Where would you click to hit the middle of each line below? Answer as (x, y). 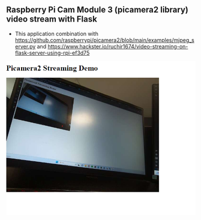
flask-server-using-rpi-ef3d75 (52, 53)
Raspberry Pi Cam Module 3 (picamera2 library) (97, 10)
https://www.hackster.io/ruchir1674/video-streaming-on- (118, 46)
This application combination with (57, 34)
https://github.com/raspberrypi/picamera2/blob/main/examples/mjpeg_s (105, 40)
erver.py (25, 46)
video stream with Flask (52, 19)
